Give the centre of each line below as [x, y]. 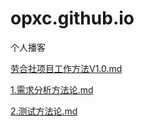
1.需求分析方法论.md [52, 89]
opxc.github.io [72, 18]
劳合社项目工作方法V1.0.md [66, 68]
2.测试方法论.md [44, 111]
